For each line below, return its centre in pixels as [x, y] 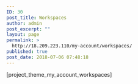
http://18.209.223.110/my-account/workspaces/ [72, 46]
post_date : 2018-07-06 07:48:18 [47, 57]
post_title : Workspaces [37, 18]
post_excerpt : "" [28, 29]
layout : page [23, 35]
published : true [27, 52]
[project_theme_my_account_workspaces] [59, 74]
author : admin [24, 23]
